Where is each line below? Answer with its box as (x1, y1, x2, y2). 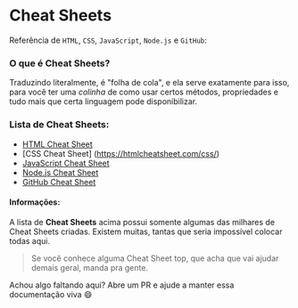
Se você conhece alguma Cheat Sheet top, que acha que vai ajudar (30, 253, 279, 263)
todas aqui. (9, 235, 51, 246)
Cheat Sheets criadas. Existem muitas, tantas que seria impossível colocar (9, 226, 283, 237)
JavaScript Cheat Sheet (21, 158, 110, 168)
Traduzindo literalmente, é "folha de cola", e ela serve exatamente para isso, (9, 77, 290, 88)
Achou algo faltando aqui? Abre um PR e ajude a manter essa (9, 280, 235, 290)
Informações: (9, 197, 61, 207)
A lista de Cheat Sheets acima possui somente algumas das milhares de (9, 216, 275, 227)
